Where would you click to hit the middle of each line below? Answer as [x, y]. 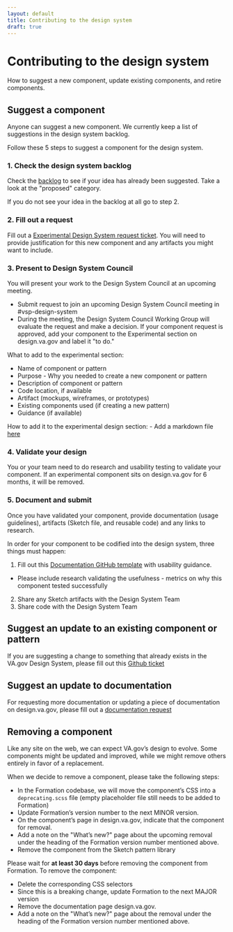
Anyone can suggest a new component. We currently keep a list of [103, 127]
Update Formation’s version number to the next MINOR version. [108, 813]
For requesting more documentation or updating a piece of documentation [114, 702]
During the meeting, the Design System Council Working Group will [113, 319]
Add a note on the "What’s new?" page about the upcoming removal [115, 835]
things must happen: [37, 551]
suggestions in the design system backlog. [69, 134]
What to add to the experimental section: [65, 355]
